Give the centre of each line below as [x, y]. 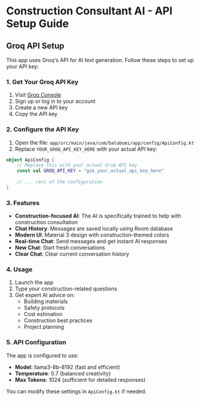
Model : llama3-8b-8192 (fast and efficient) [67, 367]
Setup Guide [38, 24]
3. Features [23, 203]
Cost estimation [43, 314]
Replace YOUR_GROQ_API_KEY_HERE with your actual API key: [86, 149]
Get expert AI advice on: [45, 295]
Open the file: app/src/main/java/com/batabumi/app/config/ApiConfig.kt [104, 142]
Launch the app [34, 283]
